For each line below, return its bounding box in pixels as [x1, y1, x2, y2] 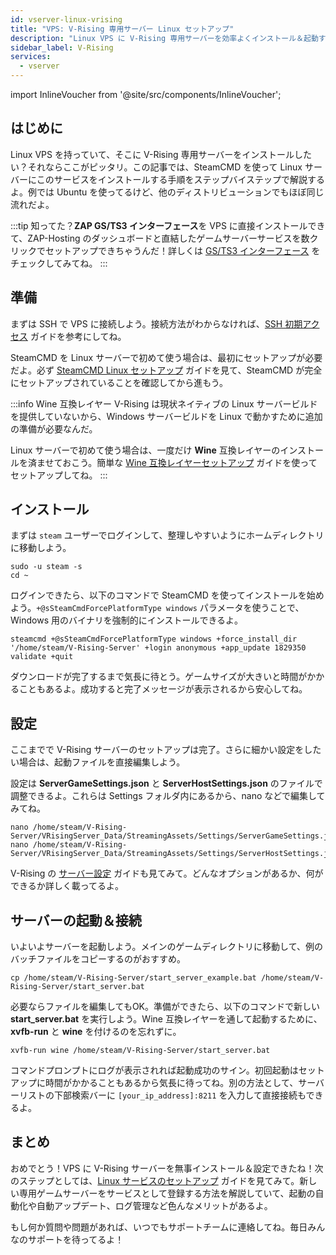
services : [10, 52, 52, 62]
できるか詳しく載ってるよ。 [10, 880, 125, 892]
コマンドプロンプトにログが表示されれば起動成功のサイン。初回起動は [10, 1064, 299, 1076]
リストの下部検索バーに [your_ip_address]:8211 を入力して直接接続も [18, 1089, 307, 1101]
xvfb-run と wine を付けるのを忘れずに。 [10, 1026, 182, 1038]
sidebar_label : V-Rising [10, 42, 114, 53]
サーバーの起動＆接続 [10, 912, 142, 929]
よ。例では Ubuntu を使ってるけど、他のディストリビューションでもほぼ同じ [10, 186, 325, 198]
